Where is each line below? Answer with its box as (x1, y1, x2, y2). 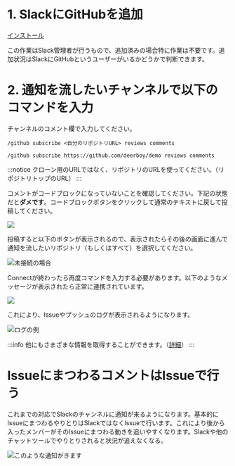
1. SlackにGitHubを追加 (7, 6, 144, 23)
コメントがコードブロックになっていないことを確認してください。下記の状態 (7, 189, 228, 197)
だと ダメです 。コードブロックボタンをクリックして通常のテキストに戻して (7, 198, 222, 206)
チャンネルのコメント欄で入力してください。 (7, 124, 136, 132)
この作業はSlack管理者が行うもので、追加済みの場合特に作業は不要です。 (7, 46, 219, 54)
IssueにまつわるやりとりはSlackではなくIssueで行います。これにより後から (7, 418, 226, 427)
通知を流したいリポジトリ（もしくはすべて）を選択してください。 (7, 244, 197, 252)
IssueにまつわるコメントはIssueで (7, 367, 207, 384)
